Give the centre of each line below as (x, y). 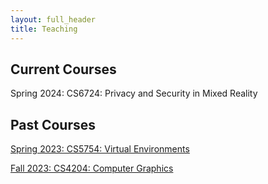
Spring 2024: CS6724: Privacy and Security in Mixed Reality (134, 93)
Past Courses (53, 124)
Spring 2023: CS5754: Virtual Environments (100, 149)
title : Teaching (44, 29)
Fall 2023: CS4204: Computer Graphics (92, 168)
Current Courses (63, 69)
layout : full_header (53, 19)
